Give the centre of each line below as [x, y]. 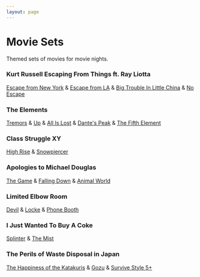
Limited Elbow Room [37, 196]
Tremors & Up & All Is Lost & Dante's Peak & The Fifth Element [84, 123]
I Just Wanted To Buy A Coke [50, 225]
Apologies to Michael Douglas [51, 167]
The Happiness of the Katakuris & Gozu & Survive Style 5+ [79, 267]
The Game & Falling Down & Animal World [58, 181]
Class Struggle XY [34, 139]
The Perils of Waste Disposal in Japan [63, 254]
